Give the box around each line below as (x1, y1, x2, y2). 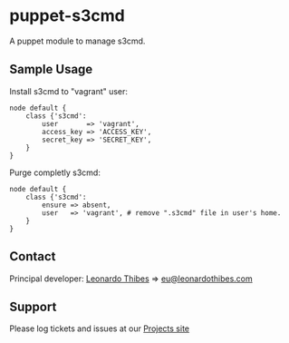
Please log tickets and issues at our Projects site (9, 323, 190, 334)
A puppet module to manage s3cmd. (9, 35, 146, 46)
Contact (9, 249, 56, 264)
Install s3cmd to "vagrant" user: (9, 85, 129, 96)
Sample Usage (9, 62, 93, 77)
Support (9, 299, 57, 314)
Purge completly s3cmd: (9, 167, 101, 178)
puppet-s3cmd (9, 5, 125, 26)
